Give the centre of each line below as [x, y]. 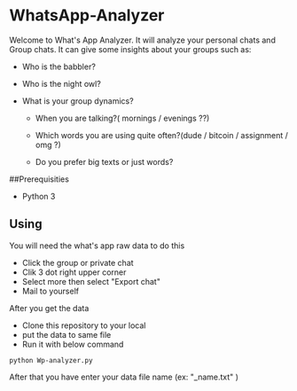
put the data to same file [66, 334]
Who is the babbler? [59, 66]
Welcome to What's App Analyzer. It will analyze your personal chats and [143, 40]
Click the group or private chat [78, 262]
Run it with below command [73, 344]
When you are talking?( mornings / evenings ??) [122, 118]
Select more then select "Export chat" [91, 281]
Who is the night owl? [62, 83]
